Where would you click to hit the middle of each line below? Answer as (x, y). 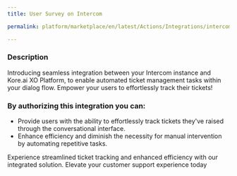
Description (28, 57)
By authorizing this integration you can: (77, 106)
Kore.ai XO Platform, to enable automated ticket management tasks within (114, 80)
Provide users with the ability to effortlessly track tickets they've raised (121, 121)
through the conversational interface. (71, 129)
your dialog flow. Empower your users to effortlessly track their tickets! (110, 87)
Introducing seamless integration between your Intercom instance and (109, 73)
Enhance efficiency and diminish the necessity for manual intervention (120, 136)
